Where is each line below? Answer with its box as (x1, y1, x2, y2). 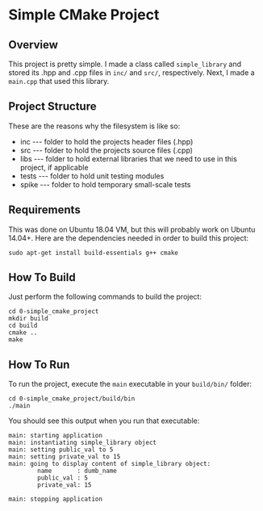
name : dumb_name (37, 467, 117, 475)
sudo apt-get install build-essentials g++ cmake (8, 249, 179, 257)
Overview (8, 38, 59, 52)
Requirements (8, 203, 81, 217)
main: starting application (8, 432, 103, 440)
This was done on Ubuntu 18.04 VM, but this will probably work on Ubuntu (8, 224, 256, 234)
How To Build (8, 270, 76, 284)
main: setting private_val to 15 (8, 453, 121, 461)
